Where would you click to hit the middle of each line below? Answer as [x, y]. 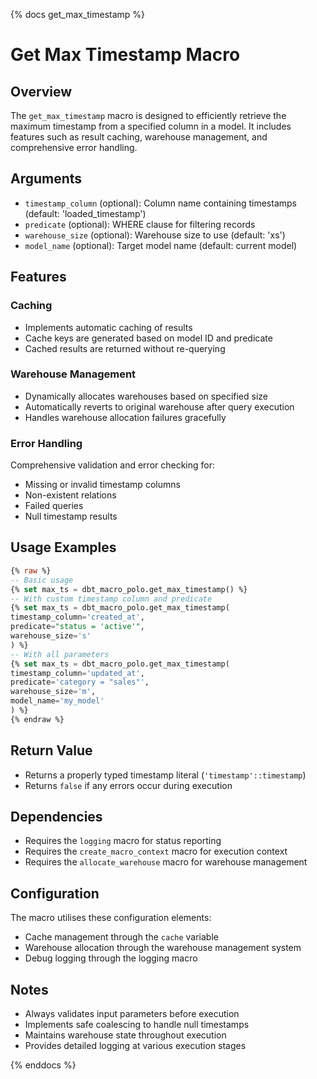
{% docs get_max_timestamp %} [78, 14]
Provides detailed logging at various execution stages [135, 1046]
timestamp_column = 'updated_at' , [77, 673]
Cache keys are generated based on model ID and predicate [148, 338]
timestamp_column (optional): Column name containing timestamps [160, 203]
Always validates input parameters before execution [132, 1014]
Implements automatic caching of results [108, 327]
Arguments [46, 179]
